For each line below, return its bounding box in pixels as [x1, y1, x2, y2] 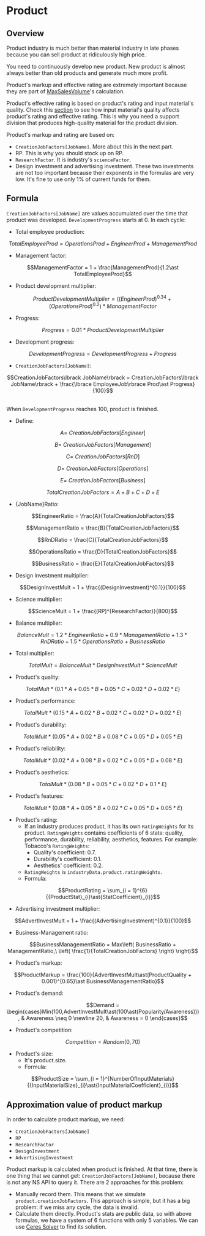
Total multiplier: [15, 650, 54, 657]
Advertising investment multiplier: [15, 905, 100, 913]
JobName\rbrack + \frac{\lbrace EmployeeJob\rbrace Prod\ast [10, 380, 169, 388]
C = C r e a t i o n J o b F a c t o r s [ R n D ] [65, 453, 140, 460]
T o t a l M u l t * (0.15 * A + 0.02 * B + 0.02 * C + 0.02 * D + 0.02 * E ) [23, 709, 182, 717]
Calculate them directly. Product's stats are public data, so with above [15, 1210, 192, 1217]
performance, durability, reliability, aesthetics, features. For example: [24, 836, 198, 843]
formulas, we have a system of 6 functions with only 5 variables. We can [15, 1216, 198, 1224]
